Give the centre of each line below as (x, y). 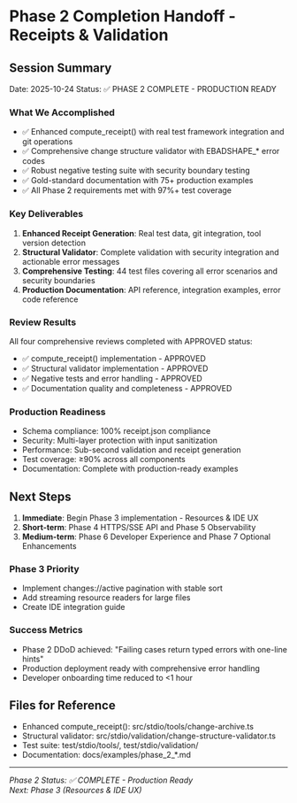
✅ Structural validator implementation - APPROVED (115, 368)
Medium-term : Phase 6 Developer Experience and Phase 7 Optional (146, 537)
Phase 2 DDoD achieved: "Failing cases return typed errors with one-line (154, 649)
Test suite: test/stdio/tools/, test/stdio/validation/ (110, 745)
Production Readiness (57, 412)
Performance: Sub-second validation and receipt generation (131, 450)
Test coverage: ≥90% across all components (103, 459)
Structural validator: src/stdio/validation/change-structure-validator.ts (149, 736)
